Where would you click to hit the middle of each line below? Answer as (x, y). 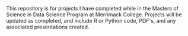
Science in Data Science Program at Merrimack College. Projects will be (94, 15)
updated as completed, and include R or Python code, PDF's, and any (91, 21)
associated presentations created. (48, 27)
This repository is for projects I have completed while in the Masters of (93, 8)
